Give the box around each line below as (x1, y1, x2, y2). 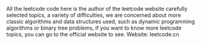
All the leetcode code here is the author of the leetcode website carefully (6, 5, 188, 12)
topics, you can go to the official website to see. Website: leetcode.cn (6, 31, 179, 38)
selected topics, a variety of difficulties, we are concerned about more (6, 11, 181, 19)
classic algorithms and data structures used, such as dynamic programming (6, 18, 195, 25)
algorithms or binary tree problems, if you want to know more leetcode (6, 24, 182, 31)
